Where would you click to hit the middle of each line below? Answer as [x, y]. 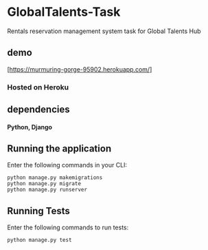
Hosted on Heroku [38, 87]
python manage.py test [39, 240]
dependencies [38, 110]
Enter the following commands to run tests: [68, 227]
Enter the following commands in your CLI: [67, 165]
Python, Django [30, 127]
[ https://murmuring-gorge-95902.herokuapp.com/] [80, 69]
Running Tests [38, 211]
